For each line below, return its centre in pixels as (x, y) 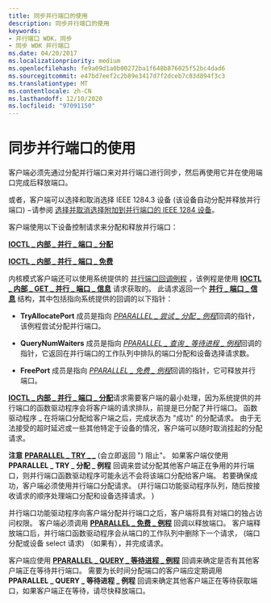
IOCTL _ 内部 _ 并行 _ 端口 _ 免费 (61, 261)
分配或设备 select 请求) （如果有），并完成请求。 (88, 543)
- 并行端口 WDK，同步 (40, 38)
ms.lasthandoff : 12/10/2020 (56, 99)
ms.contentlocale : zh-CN (50, 91)
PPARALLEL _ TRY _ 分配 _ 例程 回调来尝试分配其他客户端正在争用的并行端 (131, 466)
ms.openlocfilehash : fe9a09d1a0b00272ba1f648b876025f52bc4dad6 (117, 69)
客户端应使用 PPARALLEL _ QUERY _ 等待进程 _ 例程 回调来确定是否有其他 (130, 561)
